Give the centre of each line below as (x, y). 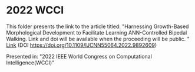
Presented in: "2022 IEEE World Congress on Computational (79, 56)
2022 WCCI (35, 10)
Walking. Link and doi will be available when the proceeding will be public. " (98, 39)
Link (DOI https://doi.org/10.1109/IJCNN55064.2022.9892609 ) (82, 45)
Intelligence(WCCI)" (30, 63)
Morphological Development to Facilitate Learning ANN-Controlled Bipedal (97, 32)
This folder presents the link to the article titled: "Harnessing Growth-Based (97, 26)
